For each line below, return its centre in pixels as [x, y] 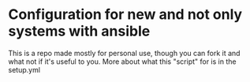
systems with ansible [79, 31]
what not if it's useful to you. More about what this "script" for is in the [122, 61]
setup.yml [24, 69]
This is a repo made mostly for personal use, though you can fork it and [124, 53]
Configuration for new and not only [125, 15]
